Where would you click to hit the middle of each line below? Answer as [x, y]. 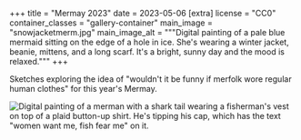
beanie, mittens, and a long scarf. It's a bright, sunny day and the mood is [147, 52]
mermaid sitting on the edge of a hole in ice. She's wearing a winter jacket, [149, 42]
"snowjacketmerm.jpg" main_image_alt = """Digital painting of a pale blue [147, 32]
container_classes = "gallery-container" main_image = [111, 23]
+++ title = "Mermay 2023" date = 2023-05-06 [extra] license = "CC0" [143, 13]
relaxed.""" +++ [39, 61]
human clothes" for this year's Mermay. [83, 89]
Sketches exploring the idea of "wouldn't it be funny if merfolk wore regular [151, 79]
